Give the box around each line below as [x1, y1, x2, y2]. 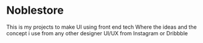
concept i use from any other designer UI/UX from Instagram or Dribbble [6, 29, 188, 36]
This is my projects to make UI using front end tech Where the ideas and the [6, 23, 197, 30]
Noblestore [6, 4, 64, 17]
